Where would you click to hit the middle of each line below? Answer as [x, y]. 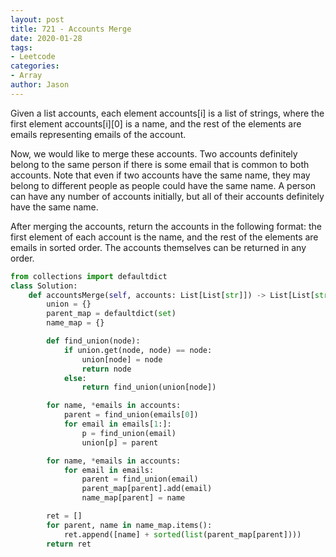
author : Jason [40, 85]
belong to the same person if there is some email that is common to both [160, 164]
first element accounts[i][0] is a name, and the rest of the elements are [156, 123]
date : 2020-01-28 [46, 38]
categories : [35, 66]
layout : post [37, 19]
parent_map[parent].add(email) [147, 489]
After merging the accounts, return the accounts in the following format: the [166, 226]
